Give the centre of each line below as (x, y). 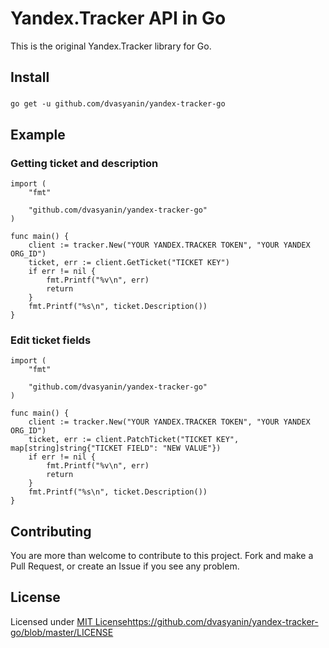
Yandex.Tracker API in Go (118, 18)
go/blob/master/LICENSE (62, 632)
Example (38, 134)
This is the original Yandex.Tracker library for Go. (111, 46)
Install (30, 77)
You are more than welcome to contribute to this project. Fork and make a (162, 556)
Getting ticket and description (84, 163)
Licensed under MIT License (69, 621)
